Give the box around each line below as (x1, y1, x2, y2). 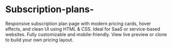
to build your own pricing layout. (5, 37, 73, 43)
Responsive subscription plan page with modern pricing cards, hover (5, 20, 151, 27)
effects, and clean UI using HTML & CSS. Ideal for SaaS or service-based (5, 26, 160, 32)
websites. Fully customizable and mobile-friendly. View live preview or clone (5, 31, 167, 37)
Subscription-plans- (5, 4, 94, 15)
